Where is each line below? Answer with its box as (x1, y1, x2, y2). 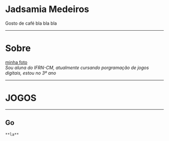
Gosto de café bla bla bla (5, 20, 57, 26)
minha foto (5, 59, 28, 65)
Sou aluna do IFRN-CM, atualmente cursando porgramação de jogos (5, 64, 149, 70)
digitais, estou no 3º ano (5, 69, 56, 76)
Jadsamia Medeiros (5, 4, 90, 15)
